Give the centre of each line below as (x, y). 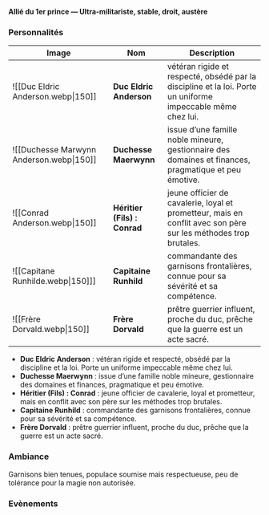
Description (212, 53)
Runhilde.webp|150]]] (54, 282)
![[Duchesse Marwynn (54, 150)
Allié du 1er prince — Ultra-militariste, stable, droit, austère (108, 12)
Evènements (33, 503)
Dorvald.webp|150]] (51, 330)
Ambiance (29, 456)
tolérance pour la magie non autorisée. (72, 483)
